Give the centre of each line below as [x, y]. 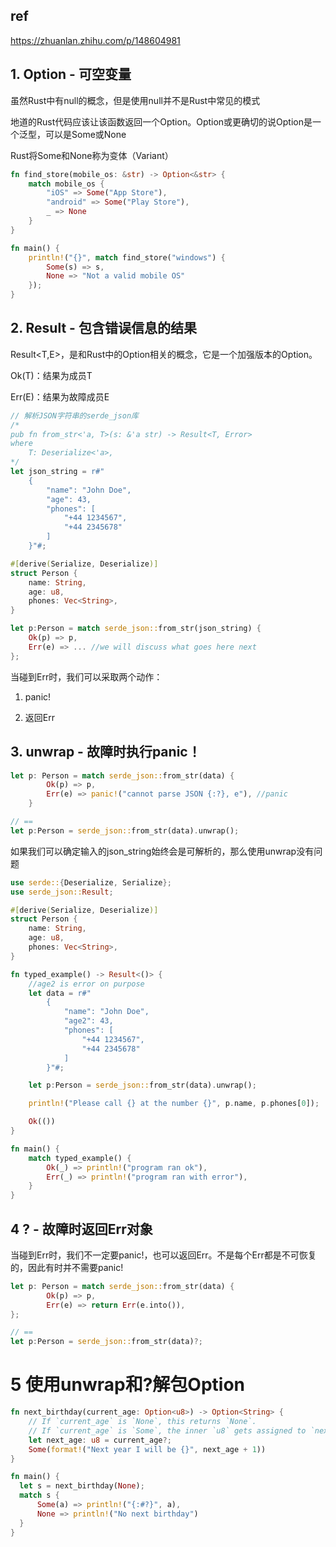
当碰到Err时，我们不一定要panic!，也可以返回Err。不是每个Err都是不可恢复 [163, 1255]
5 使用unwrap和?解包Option [127, 1385]
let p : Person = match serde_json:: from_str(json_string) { [136, 629]
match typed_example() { [80, 1158]
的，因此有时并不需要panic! [67, 1267]
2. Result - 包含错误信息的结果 [103, 328]
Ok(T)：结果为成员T [51, 375]
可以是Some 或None [85, 134]
